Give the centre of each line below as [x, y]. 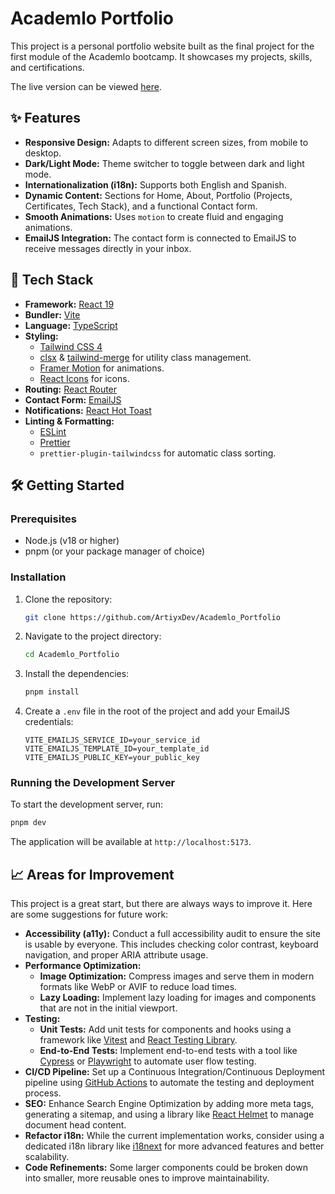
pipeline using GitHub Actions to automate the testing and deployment [169, 1083]
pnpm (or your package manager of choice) [115, 551]
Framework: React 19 [69, 304]
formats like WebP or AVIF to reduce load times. [138, 987]
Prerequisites [43, 519]
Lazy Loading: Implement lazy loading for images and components [178, 998]
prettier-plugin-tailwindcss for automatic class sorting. [158, 453]
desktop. [43, 153]
